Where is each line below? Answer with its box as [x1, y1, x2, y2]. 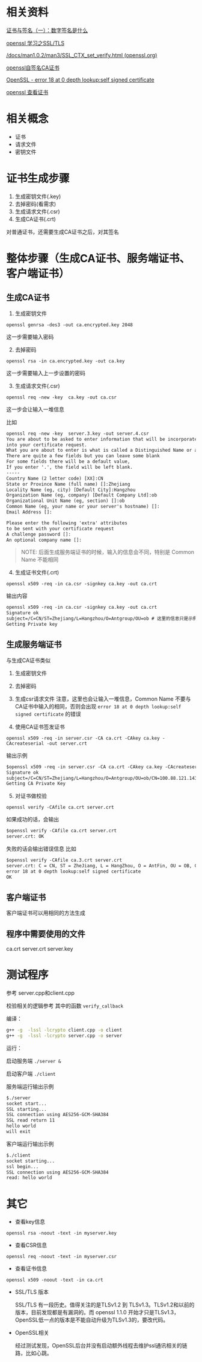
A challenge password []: [6, 531, 71, 538]
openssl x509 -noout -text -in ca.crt [6, 1277, 103, 1283]
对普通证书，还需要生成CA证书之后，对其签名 [6, 228, 119, 236]
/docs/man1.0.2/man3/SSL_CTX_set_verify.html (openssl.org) [6, 51, 158, 59]
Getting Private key [6, 622, 58, 628]
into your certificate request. [6, 442, 87, 448]
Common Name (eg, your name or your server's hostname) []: [6, 504, 161, 510]
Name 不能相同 [20, 556, 59, 564]
